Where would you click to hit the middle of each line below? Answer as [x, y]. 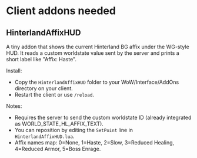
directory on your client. [44, 88]
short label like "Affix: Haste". [41, 59]
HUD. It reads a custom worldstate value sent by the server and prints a [93, 53]
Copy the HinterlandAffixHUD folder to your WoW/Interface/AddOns [97, 82]
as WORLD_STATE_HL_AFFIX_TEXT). [59, 124]
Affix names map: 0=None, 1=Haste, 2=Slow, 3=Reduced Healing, [94, 142]
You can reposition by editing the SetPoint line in [74, 130]
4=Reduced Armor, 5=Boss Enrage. [58, 149]
